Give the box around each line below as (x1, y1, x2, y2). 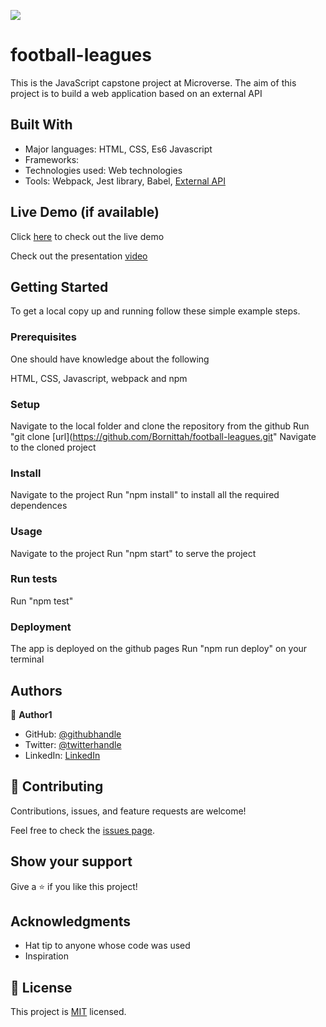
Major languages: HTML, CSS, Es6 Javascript (24, 143, 213, 155)
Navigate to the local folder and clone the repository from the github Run (10, 420, 310, 432)
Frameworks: (24, 153, 80, 165)
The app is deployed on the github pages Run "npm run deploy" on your (10, 643, 308, 655)
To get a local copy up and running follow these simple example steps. (10, 305, 301, 317)
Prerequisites (10, 330, 77, 344)
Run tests (10, 572, 58, 586)
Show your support (10, 853, 133, 870)
